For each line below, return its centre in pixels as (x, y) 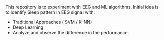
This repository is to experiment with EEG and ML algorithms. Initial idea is (82, 7)
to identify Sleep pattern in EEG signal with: (50, 12)
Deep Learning (28, 27)
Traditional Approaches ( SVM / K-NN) (52, 22)
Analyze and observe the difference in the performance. (71, 32)
